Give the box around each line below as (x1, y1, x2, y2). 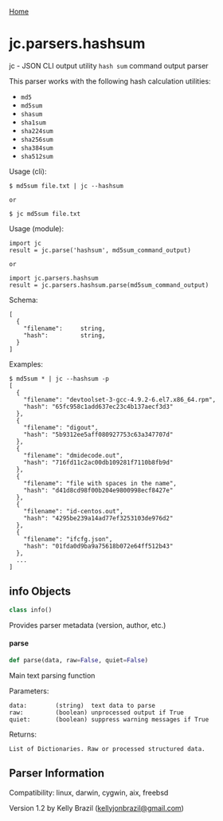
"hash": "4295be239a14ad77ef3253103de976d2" (23, 514, 174, 522)
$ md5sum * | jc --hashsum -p (9, 375, 110, 383)
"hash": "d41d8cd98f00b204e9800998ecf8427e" (23, 486, 174, 494)
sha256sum (20, 136, 54, 143)
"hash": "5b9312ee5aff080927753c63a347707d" (23, 430, 174, 438)
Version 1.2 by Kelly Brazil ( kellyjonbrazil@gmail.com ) (9, 803, 184, 812)
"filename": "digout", (23, 423, 99, 431)
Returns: (9, 729, 37, 739)
